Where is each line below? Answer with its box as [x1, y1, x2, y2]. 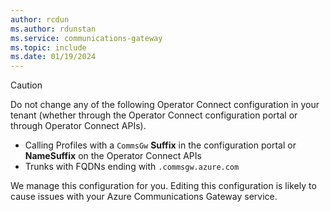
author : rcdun [10, 14, 70, 25]
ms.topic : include [10, 42, 87, 53]
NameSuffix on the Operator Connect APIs [24, 150, 202, 162]
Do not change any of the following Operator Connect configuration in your [10, 99, 320, 111]
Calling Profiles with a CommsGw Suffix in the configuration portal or [24, 139, 297, 151]
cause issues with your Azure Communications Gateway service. [10, 191, 278, 203]
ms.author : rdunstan [10, 24, 97, 34]
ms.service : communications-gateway [10, 33, 163, 43]
